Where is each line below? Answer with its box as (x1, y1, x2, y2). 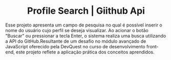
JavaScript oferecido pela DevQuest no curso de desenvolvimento (5, 43, 145, 49)
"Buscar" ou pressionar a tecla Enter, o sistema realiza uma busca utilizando (5, 33, 166, 39)
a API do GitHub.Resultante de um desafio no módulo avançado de (5, 38, 146, 44)
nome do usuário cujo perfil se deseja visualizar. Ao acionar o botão (5, 27, 148, 33)
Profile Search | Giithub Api (27, 5, 145, 17)
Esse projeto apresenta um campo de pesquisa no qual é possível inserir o (5, 22, 162, 28)
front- (146, 43, 159, 49)
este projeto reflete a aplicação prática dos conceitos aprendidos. (15, 49, 155, 55)
